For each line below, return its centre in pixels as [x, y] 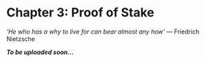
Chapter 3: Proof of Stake [80, 13]
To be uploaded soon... [40, 52]
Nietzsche [21, 38]
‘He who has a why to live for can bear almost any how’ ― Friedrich [103, 32]
